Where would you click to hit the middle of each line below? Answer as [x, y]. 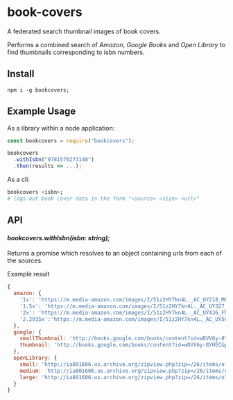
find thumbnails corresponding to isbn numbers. [76, 52]
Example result [28, 274]
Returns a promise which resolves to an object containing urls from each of [114, 253]
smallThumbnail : [43, 339]
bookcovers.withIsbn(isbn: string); [59, 237]
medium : [31, 371]
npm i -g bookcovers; [38, 90]
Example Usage [42, 111]
